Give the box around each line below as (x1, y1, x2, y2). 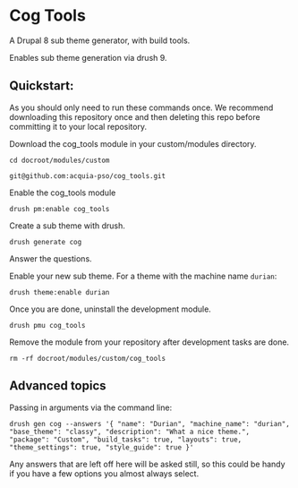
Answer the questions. (9, 253, 92, 264)
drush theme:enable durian (9, 287, 110, 296)
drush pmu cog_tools (9, 321, 87, 330)
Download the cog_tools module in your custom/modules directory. (9, 138, 257, 149)
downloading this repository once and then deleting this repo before (9, 111, 261, 122)
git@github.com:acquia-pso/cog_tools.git (9, 171, 166, 180)
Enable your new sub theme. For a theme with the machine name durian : (9, 270, 277, 281)
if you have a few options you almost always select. (9, 467, 200, 479)
